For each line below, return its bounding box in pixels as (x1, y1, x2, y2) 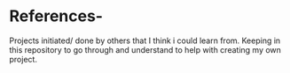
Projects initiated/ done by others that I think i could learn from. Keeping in (9, 35, 281, 46)
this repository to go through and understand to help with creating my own (9, 44, 282, 55)
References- (9, 6, 104, 26)
